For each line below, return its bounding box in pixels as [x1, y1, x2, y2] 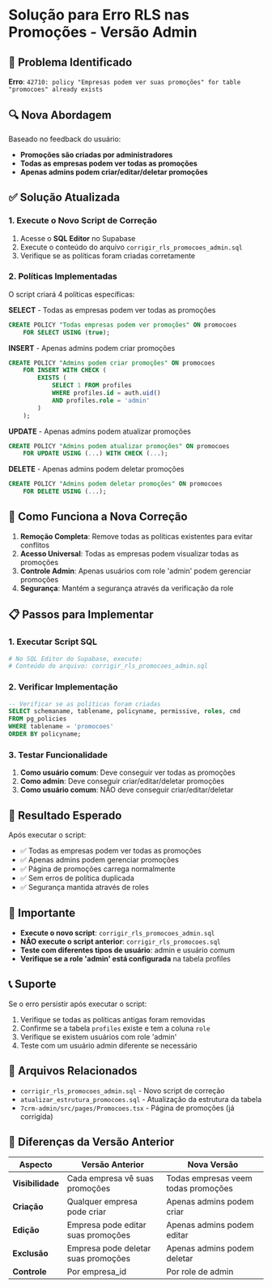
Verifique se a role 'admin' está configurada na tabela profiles [19, 953, 232, 963]
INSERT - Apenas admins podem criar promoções [8, 343, 176, 352]
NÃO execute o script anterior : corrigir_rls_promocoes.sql [19, 936, 221, 946]
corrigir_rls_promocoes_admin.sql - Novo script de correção [19, 1086, 225, 1096]
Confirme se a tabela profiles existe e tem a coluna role [19, 1023, 210, 1033]
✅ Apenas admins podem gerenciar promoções [19, 855, 180, 865]
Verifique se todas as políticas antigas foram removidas [19, 1014, 206, 1024]
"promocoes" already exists [8, 85, 104, 93]
